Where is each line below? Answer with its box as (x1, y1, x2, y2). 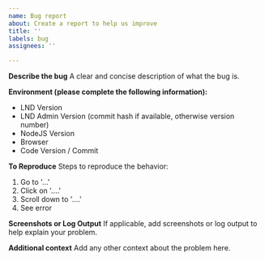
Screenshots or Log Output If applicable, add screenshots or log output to (8, 219, 258, 229)
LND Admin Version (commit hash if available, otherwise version (19, 111, 235, 122)
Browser (19, 137, 49, 147)
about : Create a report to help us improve (8, 19, 158, 28)
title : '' (8, 27, 42, 35)
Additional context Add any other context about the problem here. (8, 243, 231, 253)
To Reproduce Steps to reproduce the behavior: (8, 161, 169, 171)
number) (19, 120, 49, 130)
